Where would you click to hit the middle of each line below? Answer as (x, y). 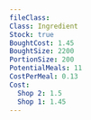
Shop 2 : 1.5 (40, 93)
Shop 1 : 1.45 (42, 102)
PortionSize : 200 (42, 60)
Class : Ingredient (44, 26)
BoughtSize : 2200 (42, 51)
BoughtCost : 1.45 (42, 43)
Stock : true (32, 34)
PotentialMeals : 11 (46, 69)
